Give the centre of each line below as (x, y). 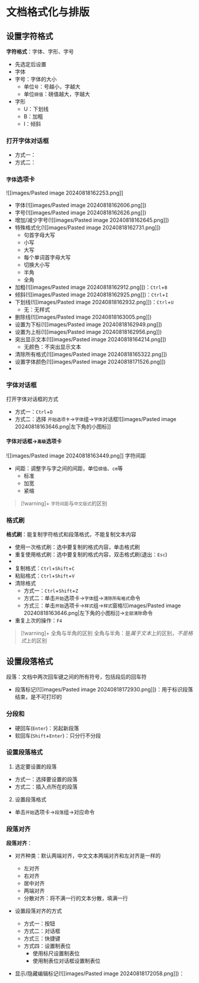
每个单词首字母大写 (47, 257)
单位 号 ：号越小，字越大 (52, 86)
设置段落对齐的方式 (38, 911)
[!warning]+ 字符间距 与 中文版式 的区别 (64, 503)
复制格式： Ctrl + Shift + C (45, 568)
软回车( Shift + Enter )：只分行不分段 (58, 735)
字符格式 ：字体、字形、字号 (40, 52)
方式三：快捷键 (42, 939)
